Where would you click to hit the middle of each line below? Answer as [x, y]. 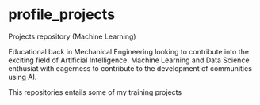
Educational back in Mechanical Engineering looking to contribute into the [129, 51]
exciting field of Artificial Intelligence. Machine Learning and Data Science [129, 60]
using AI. [23, 77]
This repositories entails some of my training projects [95, 92]
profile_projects [62, 15]
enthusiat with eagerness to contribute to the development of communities [130, 68]
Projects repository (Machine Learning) [72, 36]
